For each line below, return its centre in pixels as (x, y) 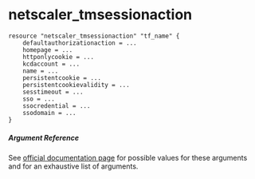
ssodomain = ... (50, 113)
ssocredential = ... (57, 105)
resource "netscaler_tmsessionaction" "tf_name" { (94, 36)
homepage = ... (48, 50)
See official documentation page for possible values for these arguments (128, 157)
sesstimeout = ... (53, 92)
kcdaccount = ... (51, 64)
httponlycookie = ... (58, 57)
